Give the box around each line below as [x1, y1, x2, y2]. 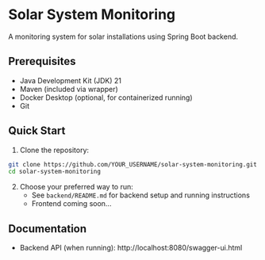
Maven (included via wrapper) [19, 84, 119, 94]
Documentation [8, 222, 87, 235]
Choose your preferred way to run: [19, 182, 133, 192]
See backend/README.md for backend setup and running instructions [31, 190, 250, 200]
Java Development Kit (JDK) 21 [19, 75, 121, 85]
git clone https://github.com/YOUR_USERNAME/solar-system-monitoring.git [8, 160, 258, 168]
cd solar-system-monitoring [8, 168, 102, 176]
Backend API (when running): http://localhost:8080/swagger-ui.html [19, 243, 243, 253]
